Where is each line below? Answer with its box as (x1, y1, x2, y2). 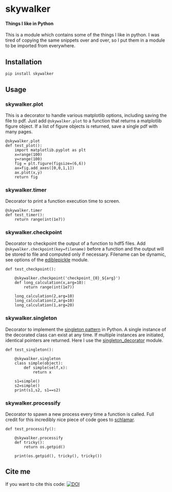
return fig (14, 174, 38, 180)
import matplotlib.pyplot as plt (14, 147, 86, 153)
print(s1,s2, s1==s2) (14, 387, 61, 393)
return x (32, 369, 52, 375)
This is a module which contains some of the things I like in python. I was (5, 32, 160, 38)
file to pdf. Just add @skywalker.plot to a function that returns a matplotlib (5, 118, 162, 124)
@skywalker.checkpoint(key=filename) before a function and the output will (5, 246, 164, 252)
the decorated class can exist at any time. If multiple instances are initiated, (5, 332, 165, 338)
